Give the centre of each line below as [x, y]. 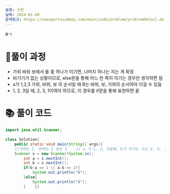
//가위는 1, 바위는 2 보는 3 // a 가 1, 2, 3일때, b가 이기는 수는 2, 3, [88, 149]
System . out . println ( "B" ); [59, 173]
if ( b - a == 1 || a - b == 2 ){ [52, 168]
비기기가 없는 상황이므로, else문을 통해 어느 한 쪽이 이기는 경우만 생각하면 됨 [88, 78]
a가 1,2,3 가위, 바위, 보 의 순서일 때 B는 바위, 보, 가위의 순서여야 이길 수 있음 [87, 85]
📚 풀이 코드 [28, 113]
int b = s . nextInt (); [46, 163]
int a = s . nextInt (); [46, 158]
